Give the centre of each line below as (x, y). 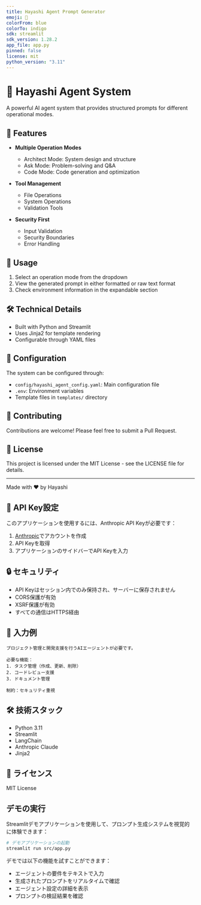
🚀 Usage (22, 263)
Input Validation (43, 231)
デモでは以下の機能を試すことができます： (59, 861)
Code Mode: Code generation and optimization (82, 172)
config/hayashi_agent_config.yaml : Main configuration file (87, 385)
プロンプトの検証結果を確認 (49, 895)
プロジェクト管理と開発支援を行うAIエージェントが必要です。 (71, 648)
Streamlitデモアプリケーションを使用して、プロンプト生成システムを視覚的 (98, 824)
